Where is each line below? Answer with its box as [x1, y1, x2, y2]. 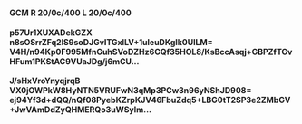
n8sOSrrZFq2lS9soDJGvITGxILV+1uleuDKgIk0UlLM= [9, 37, 213, 48]
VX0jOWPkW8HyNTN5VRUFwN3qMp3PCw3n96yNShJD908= [9, 85, 252, 96]
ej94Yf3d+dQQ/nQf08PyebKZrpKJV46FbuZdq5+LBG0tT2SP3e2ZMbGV [9, 95, 291, 106]
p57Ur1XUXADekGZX [9, 27, 93, 38]
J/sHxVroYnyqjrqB [9, 75, 81, 86]
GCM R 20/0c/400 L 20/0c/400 [9, 7, 132, 18]
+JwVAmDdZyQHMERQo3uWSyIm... [9, 104, 152, 115]
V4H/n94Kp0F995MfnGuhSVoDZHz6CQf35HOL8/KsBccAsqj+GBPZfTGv [9, 46, 293, 58]
